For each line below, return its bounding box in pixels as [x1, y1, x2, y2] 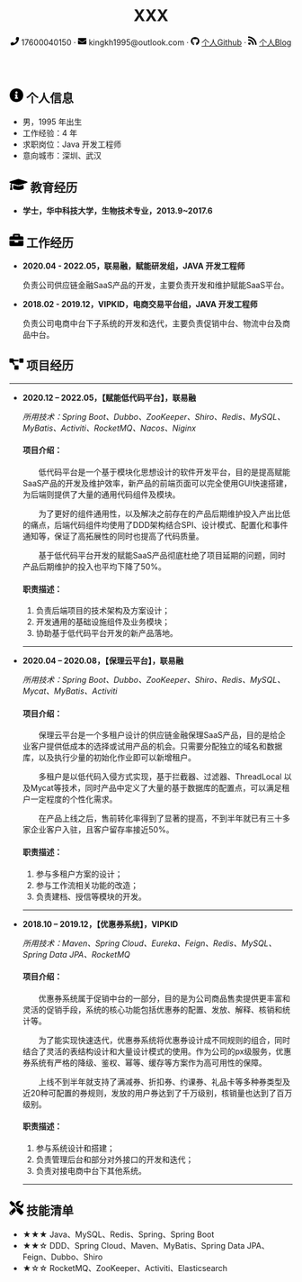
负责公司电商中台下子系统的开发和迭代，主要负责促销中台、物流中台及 [22, 318, 283, 329]
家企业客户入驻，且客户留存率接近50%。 [22, 824, 174, 835]
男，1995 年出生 [22, 116, 83, 127]
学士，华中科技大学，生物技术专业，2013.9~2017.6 [22, 205, 213, 216]
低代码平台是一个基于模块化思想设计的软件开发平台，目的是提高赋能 [38, 467, 290, 477]
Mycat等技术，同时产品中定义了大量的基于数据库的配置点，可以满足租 [30, 783, 290, 794]
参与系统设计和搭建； [35, 1143, 115, 1154]
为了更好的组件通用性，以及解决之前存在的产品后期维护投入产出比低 [38, 508, 290, 519]
